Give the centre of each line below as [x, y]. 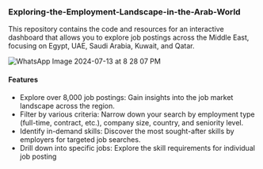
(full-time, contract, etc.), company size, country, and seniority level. [131, 122]
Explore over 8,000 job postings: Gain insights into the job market [126, 97]
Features [23, 79]
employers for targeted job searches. [80, 139]
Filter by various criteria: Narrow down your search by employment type [137, 114]
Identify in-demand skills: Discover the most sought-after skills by [127, 131]
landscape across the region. [67, 106]
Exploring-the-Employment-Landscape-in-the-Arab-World [124, 12]
